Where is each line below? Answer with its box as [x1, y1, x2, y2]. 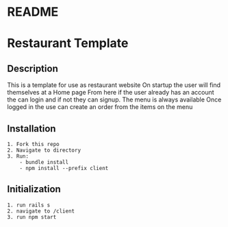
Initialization [7, 183, 62, 195]
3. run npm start [7, 213, 57, 220]
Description [7, 62, 58, 74]
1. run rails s [7, 202, 51, 208]
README [7, 4, 59, 20]
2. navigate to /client [7, 207, 75, 215]
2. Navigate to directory [7, 147, 81, 154]
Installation [7, 123, 56, 134]
